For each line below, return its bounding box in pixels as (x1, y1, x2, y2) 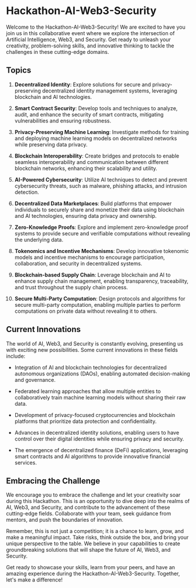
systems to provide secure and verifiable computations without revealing (14, 230, 190, 237)
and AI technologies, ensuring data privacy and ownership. (14, 212, 157, 219)
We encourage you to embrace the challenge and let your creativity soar (6, 491, 181, 498)
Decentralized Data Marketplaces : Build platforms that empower (14, 200, 172, 207)
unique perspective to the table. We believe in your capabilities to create (6, 540, 180, 547)
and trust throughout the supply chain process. (14, 283, 128, 290)
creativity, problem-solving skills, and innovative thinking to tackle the (6, 42, 174, 49)
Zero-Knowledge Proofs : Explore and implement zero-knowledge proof (14, 224, 188, 231)
